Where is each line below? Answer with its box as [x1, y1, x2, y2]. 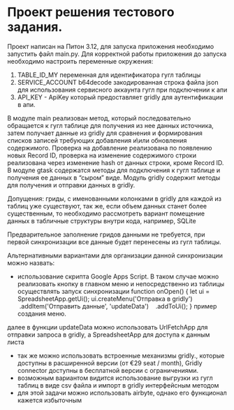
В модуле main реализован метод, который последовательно [7, 113, 191, 122]
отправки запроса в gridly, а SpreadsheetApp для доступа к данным [7, 330, 210, 339]
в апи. [17, 100, 36, 108]
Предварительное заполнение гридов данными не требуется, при [7, 230, 205, 239]
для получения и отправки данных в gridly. [7, 181, 136, 189]
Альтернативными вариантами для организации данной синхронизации [7, 251, 224, 260]
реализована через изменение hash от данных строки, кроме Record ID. [7, 158, 224, 167]
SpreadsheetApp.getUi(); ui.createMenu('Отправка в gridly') [17, 295, 193, 303]
